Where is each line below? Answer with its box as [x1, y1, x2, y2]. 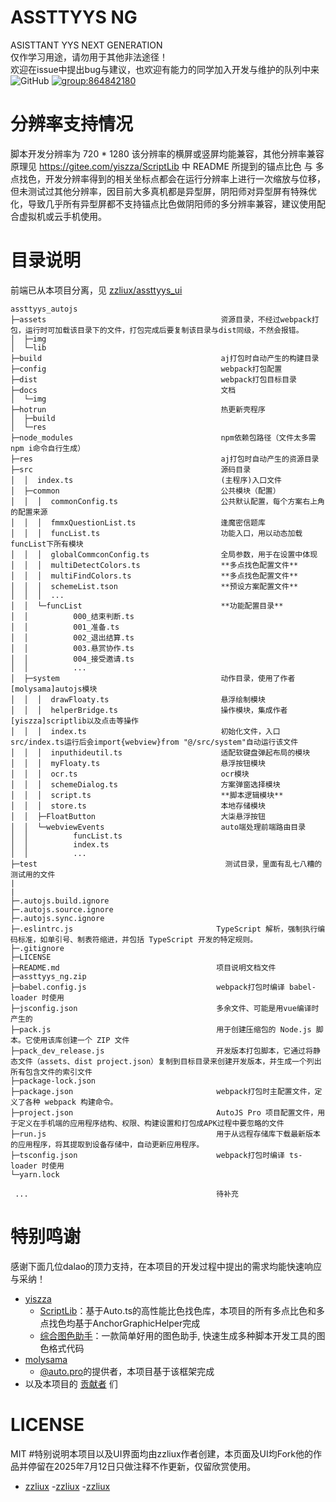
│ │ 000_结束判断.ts [10, 611, 135, 621]
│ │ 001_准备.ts [10, 622, 120, 632]
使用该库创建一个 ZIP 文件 [32, 1035, 130, 1045]
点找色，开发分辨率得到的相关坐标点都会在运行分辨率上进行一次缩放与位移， [10, 172, 326, 185]
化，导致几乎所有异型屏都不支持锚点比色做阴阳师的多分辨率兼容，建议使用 [10, 197, 317, 210]
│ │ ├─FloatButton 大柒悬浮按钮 [10, 811, 266, 821]
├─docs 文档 [10, 385, 237, 395]
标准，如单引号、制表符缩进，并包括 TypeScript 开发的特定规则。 [17, 934, 258, 945]
